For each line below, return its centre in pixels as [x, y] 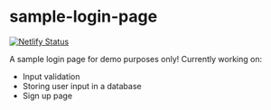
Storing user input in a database [82, 86]
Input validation [51, 76]
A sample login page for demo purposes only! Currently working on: [136, 59]
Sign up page [47, 96]
